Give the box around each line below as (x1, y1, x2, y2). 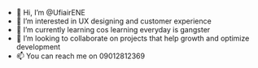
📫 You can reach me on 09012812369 (15, 51, 145, 61)
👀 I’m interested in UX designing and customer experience (15, 16, 212, 26)
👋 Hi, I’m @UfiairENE (15, 8, 85, 17)
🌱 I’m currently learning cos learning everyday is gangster (15, 25, 211, 34)
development (15, 42, 61, 52)
